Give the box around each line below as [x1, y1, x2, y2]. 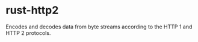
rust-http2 [5, 4, 59, 17]
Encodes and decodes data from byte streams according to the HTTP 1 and [5, 23, 193, 30]
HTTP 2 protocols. [5, 29, 51, 36]
